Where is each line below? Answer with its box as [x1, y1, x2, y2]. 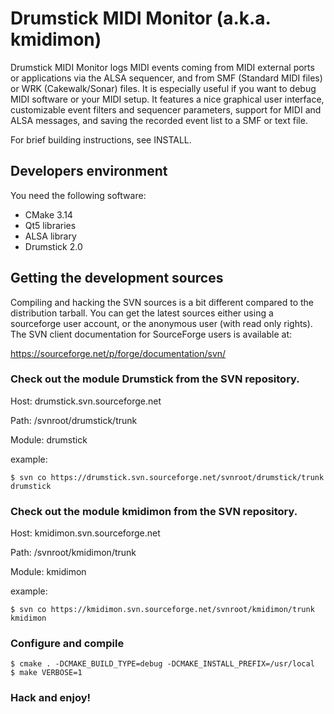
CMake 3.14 [24, 208, 73, 221]
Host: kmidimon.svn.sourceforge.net [10, 527, 161, 539]
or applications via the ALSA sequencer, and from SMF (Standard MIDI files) [10, 72, 323, 84]
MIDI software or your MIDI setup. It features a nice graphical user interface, [10, 93, 325, 105]
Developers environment [10, 163, 168, 180]
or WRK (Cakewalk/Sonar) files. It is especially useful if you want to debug [10, 82, 317, 94]
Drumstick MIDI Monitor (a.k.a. [10, 7, 272, 30]
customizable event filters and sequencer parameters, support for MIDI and [10, 103, 322, 116]
